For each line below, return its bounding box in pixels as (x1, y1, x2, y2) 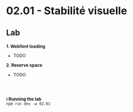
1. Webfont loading (6, 43, 46, 50)
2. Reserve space (6, 62, 43, 68)
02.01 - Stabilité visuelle (6, 4, 128, 18)
